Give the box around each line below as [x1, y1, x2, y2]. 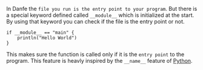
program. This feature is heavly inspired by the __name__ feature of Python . [6, 57, 193, 64]
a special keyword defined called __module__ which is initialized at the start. [6, 11, 195, 19]
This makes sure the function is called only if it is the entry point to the [6, 51, 185, 58]
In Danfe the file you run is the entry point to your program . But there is [6, 5, 198, 12]
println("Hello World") [17, 35, 78, 41]
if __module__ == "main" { [6, 30, 75, 36]
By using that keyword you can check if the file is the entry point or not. [6, 18, 185, 25]
